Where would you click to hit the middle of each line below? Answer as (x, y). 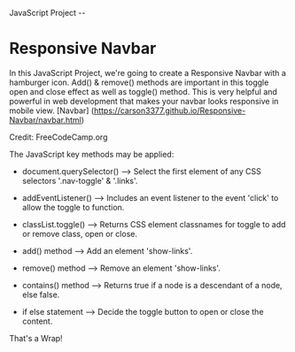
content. (37, 321)
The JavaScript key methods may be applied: (92, 154)
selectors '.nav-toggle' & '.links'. (80, 180)
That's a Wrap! (36, 338)
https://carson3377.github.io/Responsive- (170, 111)
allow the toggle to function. (73, 207)
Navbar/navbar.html (45, 119)
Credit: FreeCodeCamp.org (58, 137)
